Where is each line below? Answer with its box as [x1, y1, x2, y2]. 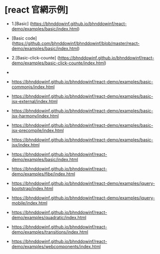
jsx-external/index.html [11, 98, 58, 104]
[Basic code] [11, 35, 37, 41]
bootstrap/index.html [11, 185, 54, 191]
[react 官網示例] [4, 4, 69, 15]
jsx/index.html [11, 142, 40, 148]
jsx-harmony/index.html [11, 113, 59, 119]
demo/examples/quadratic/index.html [11, 214, 87, 220]
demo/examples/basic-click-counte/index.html [11, 60, 105, 66]
